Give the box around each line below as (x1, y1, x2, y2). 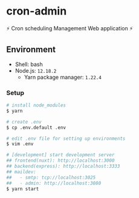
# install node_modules (6, 102, 66, 108)
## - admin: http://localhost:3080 (6, 180, 102, 186)
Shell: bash (15, 61, 44, 68)
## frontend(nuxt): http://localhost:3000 (6, 157, 115, 164)
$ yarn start (6, 186, 39, 192)
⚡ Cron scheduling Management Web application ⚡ (6, 24, 133, 31)
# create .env (6, 119, 42, 125)
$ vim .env (6, 141, 34, 147)
